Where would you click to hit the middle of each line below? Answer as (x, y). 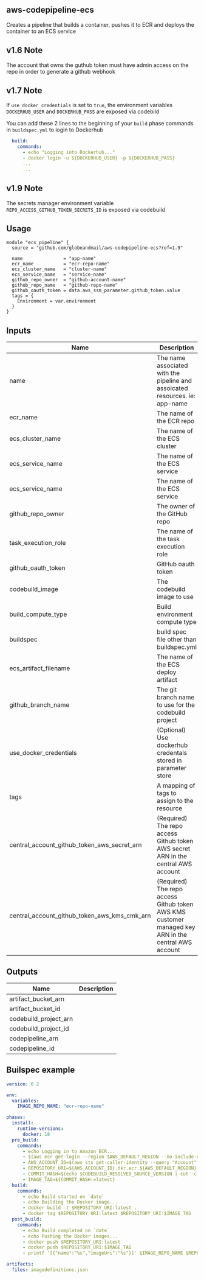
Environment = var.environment (57, 301)
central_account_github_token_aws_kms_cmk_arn (80, 916)
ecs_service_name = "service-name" (59, 275)
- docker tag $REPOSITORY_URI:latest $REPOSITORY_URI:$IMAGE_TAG (107, 1214)
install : (23, 1123)
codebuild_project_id (39, 1028)
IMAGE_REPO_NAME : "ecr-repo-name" (61, 1106)
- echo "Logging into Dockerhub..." (69, 152)
